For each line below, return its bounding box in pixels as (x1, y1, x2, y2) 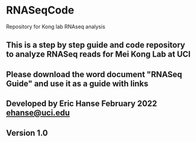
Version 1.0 (6, 128, 48, 138)
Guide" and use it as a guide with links (6, 78, 148, 88)
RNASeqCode (6, 4, 75, 17)
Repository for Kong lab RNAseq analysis (6, 23, 106, 30)
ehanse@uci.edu (6, 108, 70, 118)
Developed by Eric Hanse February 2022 (6, 98, 157, 109)
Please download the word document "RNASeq (6, 69, 183, 80)
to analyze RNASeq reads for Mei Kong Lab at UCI (6, 49, 191, 60)
